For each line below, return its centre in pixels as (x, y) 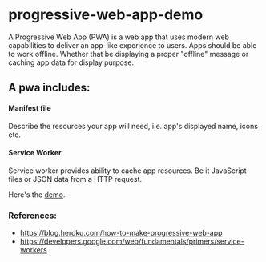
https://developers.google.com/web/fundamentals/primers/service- (132, 241)
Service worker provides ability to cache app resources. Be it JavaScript (127, 171)
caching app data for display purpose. (71, 62)
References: (33, 216)
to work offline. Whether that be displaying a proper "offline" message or (129, 54)
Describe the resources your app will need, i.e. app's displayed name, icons (133, 126)
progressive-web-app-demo (106, 15)
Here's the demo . (37, 195)
